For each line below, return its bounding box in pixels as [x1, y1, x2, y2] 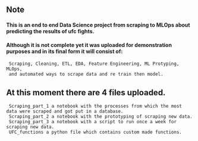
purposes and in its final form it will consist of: [6, 48, 123, 55]
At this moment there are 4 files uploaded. [6, 87, 166, 98]
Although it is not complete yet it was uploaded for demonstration [6, 41, 172, 48]
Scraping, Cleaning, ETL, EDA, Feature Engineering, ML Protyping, [8, 61, 180, 67]
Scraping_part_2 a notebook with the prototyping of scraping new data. [8, 114, 193, 120]
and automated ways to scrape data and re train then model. [8, 71, 164, 77]
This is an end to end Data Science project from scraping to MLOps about [6, 21, 190, 29]
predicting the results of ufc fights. [6, 27, 95, 35]
